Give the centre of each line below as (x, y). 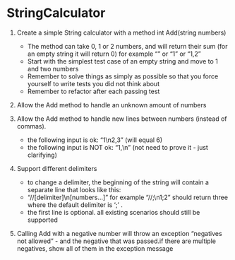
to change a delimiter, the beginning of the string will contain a (118, 182)
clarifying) (42, 155)
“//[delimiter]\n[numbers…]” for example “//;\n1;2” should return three (128, 197)
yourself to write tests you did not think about (94, 83)
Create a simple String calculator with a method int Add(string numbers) (121, 32)
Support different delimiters (57, 168)
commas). (31, 126)
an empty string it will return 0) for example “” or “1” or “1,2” (114, 54)
